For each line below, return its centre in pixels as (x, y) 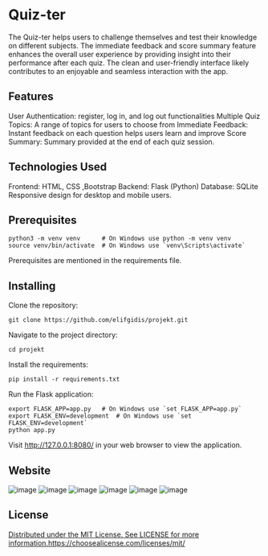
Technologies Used (57, 167)
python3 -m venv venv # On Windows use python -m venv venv (120, 239)
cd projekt (26, 350)
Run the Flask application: (51, 394)
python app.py (32, 430)
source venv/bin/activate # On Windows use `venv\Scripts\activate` (127, 246)
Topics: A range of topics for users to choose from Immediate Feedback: (128, 124)
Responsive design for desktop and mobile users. (90, 195)
